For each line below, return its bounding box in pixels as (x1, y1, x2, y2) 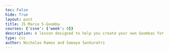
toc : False (5, 7, 28, 13)
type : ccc (5, 36, 26, 41)
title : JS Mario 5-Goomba (5, 21, 60, 27)
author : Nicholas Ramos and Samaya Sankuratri (5, 40, 105, 45)
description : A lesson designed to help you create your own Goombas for (5, 31, 164, 36)
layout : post (5, 17, 33, 22)
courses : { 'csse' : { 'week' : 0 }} (5, 26, 73, 31)
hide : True (5, 12, 28, 17)
